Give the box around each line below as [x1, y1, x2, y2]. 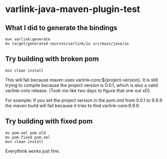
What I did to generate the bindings [5, 24, 118, 32]
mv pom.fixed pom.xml [5, 134, 51, 140]
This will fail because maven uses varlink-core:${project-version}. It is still [5, 77, 158, 83]
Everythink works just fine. [5, 148, 60, 154]
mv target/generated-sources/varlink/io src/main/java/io [5, 41, 129, 46]
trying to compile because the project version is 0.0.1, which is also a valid [5, 82, 158, 88]
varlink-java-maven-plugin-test [5, 4, 140, 15]
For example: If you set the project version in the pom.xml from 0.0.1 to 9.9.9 [5, 97, 162, 103]
